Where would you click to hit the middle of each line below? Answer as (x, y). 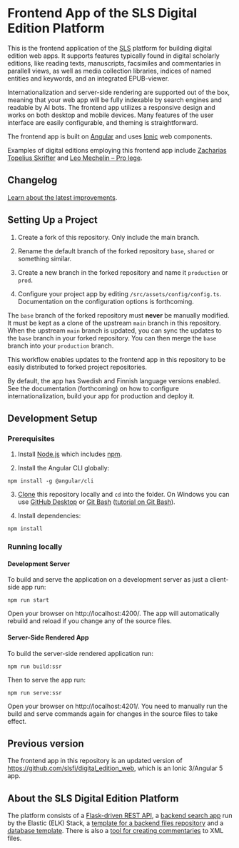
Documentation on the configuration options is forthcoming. (106, 301)
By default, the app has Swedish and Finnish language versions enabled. (114, 380)
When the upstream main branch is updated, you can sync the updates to (115, 330)
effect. (17, 721)
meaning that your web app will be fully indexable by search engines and (115, 100)
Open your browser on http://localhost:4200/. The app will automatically (113, 614)
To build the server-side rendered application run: (80, 653)
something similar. (45, 258)
